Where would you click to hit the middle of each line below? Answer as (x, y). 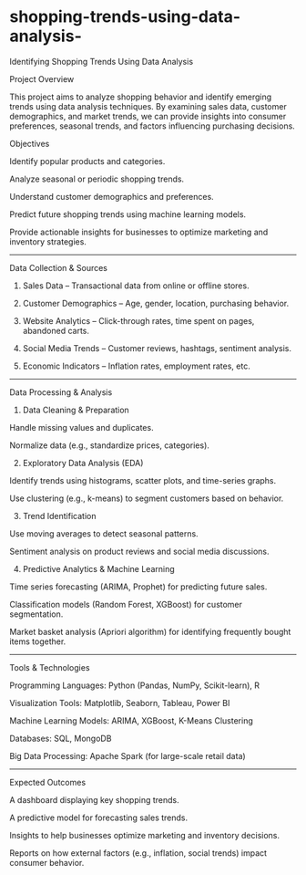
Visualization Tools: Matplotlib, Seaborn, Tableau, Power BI (120, 703)
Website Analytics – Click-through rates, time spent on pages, (138, 320)
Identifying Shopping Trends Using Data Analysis (102, 61)
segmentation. (36, 614)
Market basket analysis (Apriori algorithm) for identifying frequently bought (150, 631)
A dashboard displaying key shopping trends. (94, 799)
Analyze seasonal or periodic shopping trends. (97, 179)
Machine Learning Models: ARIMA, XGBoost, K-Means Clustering (131, 720)
